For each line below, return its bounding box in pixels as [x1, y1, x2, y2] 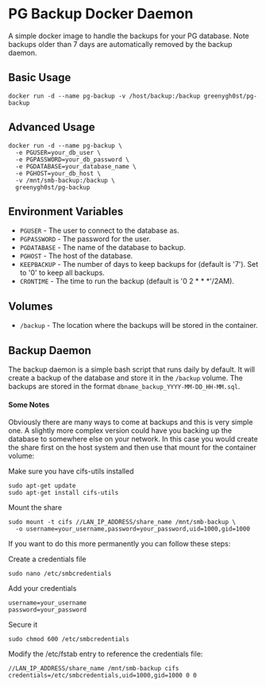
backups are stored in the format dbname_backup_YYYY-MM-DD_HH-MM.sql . [8, 382, 241, 391]
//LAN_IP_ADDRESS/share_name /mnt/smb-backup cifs [8, 665, 179, 673]
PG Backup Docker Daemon [8, 5, 194, 23]
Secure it [8, 620, 38, 630]
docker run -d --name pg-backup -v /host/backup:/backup [8, 92, 201, 100]
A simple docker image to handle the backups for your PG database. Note [8, 31, 250, 41]
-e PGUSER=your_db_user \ [15, 149, 102, 156]
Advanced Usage [8, 121, 95, 134]
